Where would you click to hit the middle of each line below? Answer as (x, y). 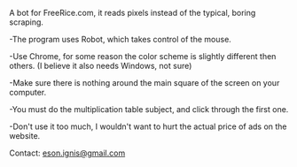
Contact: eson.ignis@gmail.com (67, 153)
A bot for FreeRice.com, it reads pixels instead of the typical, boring (133, 13)
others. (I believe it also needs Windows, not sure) (101, 66)
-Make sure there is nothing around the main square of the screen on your (145, 83)
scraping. (27, 22)
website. (25, 136)
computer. (28, 92)
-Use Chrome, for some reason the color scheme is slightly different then (143, 56)
